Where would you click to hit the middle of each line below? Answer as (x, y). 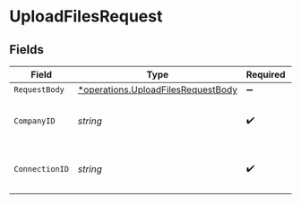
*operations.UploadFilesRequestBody (157, 89)
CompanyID (34, 121)
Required (266, 75)
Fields (27, 50)
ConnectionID (42, 169)
